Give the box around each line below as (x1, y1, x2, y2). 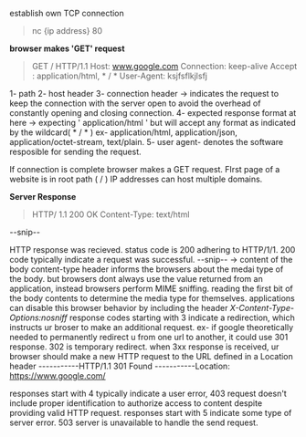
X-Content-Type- (229, 303, 295, 313)
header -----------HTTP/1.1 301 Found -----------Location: (9, 360, 230, 371)
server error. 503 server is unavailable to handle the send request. (9, 417, 259, 428)
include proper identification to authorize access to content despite (9, 398, 263, 409)
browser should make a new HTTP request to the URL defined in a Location (9, 351, 294, 361)
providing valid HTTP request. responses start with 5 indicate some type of (9, 408, 292, 418)
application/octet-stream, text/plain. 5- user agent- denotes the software (9, 137, 284, 147)
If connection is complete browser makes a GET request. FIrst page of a (9, 164, 280, 174)
